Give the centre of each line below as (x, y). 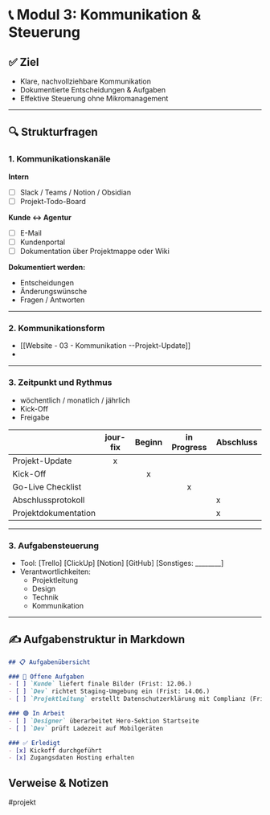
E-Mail (31, 233)
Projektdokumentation (54, 513)
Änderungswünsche (53, 291)
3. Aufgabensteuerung (53, 546)
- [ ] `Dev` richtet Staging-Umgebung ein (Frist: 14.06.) (109, 692)
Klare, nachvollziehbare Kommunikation (85, 81)
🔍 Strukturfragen (53, 132)
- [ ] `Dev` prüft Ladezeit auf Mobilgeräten (86, 728)
